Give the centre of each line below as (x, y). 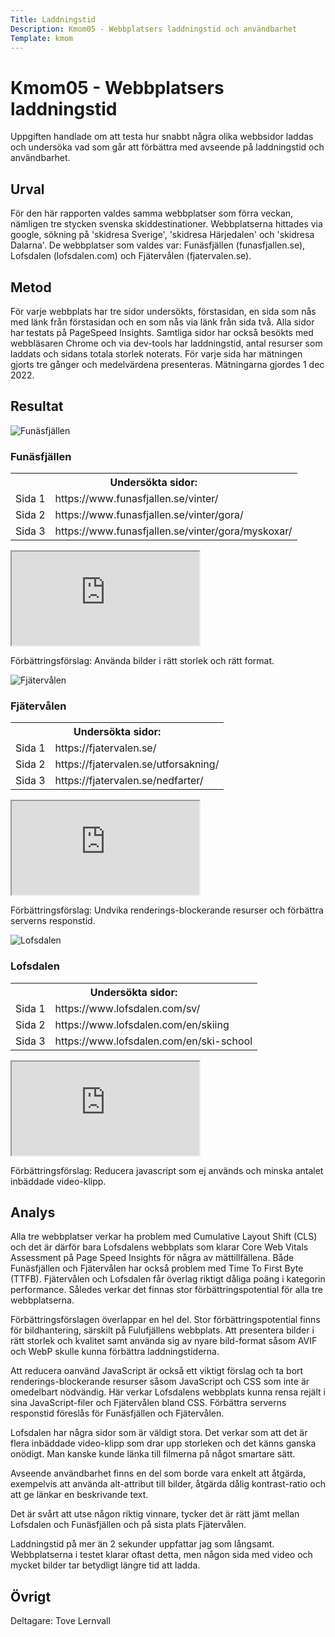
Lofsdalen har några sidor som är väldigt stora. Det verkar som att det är (159, 1433)
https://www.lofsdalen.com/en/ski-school (153, 1041)
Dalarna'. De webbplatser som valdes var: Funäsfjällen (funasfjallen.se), (158, 245)
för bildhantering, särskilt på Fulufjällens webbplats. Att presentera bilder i (162, 1330)
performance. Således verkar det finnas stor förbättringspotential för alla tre (166, 1290)
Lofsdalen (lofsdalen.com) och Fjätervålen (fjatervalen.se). (131, 256)
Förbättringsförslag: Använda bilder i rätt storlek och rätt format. (142, 661)
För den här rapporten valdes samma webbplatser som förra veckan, (152, 213)
